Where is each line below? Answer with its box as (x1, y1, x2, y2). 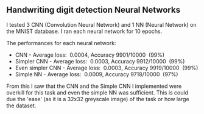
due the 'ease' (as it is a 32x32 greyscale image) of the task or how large (6, 95, 190, 102)
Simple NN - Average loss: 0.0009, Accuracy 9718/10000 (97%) (15, 70, 178, 78)
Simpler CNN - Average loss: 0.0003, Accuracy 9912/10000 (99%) (15, 57, 185, 65)
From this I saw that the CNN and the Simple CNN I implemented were (6, 82, 182, 90)
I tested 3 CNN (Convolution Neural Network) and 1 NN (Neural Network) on (6, 21, 197, 28)
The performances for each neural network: (6, 39, 117, 46)
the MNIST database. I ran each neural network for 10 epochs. (6, 27, 163, 35)
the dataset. (6, 102, 37, 109)
